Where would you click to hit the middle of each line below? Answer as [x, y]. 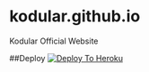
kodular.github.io [75, 16]
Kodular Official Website [54, 41]
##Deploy [27, 58]
